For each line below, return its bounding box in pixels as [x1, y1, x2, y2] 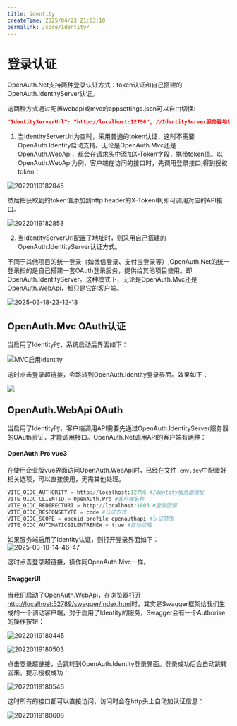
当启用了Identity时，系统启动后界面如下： [7, 340, 128, 349]
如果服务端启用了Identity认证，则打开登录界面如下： [7, 536, 159, 544]
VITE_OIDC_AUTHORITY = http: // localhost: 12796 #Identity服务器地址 [7, 489, 205, 496]
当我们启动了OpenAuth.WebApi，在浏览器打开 [7, 591, 142, 600]
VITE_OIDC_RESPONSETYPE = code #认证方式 [7, 509, 127, 516]
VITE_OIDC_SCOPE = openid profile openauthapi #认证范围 [7, 515, 174, 522]
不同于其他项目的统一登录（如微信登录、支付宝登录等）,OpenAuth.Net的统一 [7, 258, 230, 266]
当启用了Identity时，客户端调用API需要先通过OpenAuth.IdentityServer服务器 [7, 424, 229, 432]
